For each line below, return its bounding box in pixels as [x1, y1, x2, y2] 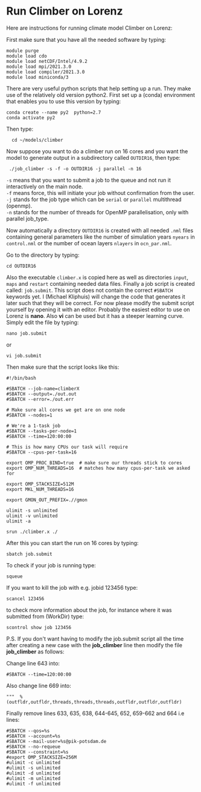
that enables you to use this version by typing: [6, 97, 121, 105]
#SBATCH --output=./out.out [6, 391, 77, 397]
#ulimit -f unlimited [6, 780, 61, 787]
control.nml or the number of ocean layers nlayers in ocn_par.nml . [6, 239, 172, 246]
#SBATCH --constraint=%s [6, 749, 69, 755]
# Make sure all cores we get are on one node [6, 407, 126, 413]
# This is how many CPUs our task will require [6, 444, 129, 450]
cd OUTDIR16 [6, 263, 36, 269]
